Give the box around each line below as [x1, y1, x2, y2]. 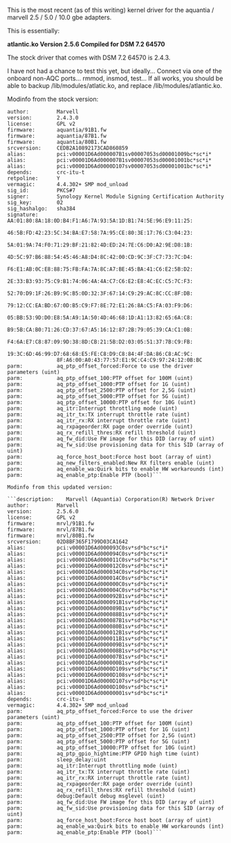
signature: [7, 211, 39, 218]
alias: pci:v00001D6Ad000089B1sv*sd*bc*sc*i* [7, 605, 169, 612]
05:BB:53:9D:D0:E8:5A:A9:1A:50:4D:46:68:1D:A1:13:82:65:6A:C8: [7, 314, 194, 321]
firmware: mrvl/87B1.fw [7, 526, 95, 533]
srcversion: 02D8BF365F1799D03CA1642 [7, 538, 129, 545]
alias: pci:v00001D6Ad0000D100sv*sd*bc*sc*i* [7, 684, 169, 691]
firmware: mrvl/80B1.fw [7, 532, 95, 539]
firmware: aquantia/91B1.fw [7, 127, 107, 134]
